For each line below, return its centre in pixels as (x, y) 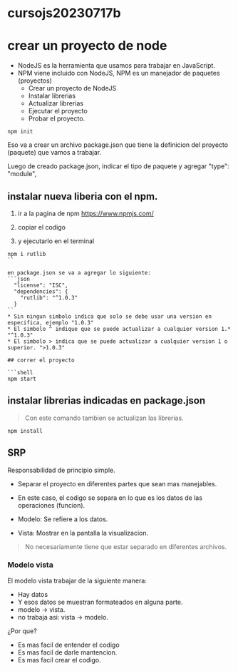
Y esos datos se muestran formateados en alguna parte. (100, 602)
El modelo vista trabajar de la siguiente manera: (77, 580)
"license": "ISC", (41, 285)
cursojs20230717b (64, 13)
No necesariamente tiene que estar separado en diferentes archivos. (125, 546)
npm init (20, 132)
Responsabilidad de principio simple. (61, 470)
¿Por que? (22, 631)
